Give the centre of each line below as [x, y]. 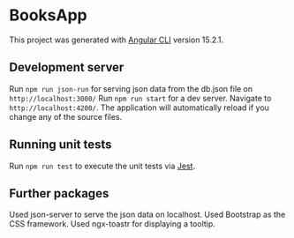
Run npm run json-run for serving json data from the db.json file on [131, 88]
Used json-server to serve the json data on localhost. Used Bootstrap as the [147, 215]
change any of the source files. [66, 116]
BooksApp [48, 15]
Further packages [59, 193]
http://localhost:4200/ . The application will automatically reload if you [139, 108]
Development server [67, 67]
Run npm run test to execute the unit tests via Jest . [102, 166]
